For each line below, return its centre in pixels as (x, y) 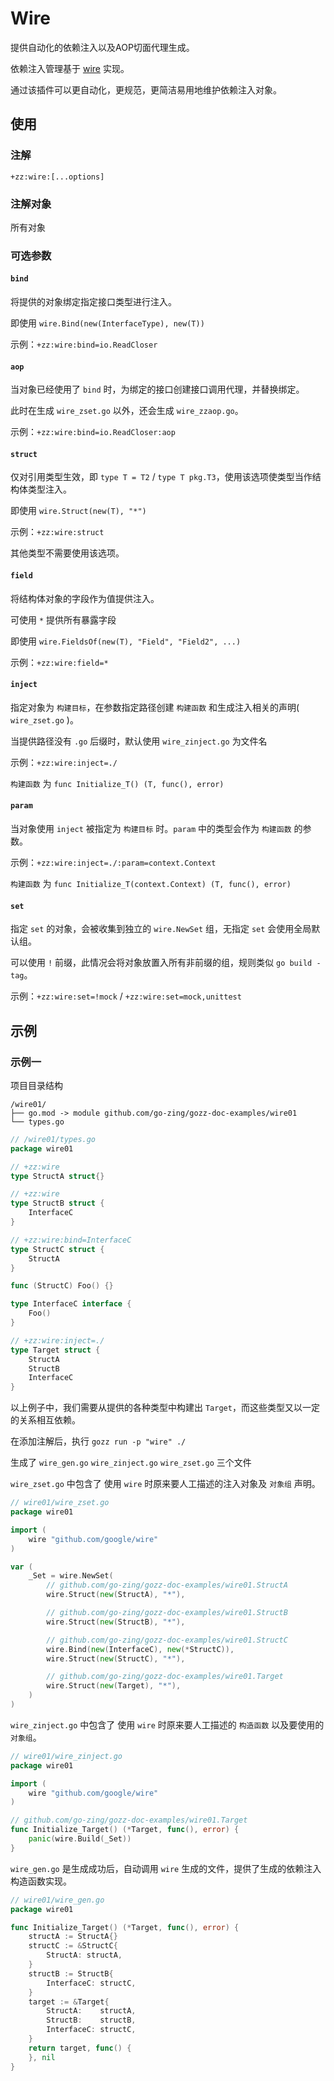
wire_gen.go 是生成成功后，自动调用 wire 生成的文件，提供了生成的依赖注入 (166, 1868)
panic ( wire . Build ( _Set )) (80, 1839)
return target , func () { (80, 2048)
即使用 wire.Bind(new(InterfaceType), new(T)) (107, 323)
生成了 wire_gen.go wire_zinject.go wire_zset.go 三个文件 (131, 1463)
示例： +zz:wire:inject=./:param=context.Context (113, 863)
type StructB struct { (57, 1203)
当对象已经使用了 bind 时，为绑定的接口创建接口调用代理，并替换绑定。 (157, 389)
